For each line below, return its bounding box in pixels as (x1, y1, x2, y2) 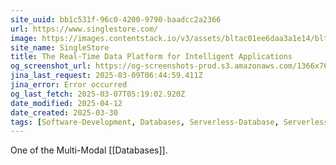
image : (10, 33, 38, 43)
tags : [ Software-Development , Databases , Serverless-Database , (10, 117, 280, 127)
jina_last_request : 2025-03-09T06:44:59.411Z (10, 71, 203, 81)
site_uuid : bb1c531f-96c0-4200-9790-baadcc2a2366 (10, 14, 222, 25)
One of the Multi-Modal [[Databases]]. (10, 144, 168, 156)
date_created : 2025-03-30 (10, 107, 118, 118)
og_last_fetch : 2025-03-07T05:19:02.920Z (10, 89, 186, 99)
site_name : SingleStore (10, 42, 110, 53)
